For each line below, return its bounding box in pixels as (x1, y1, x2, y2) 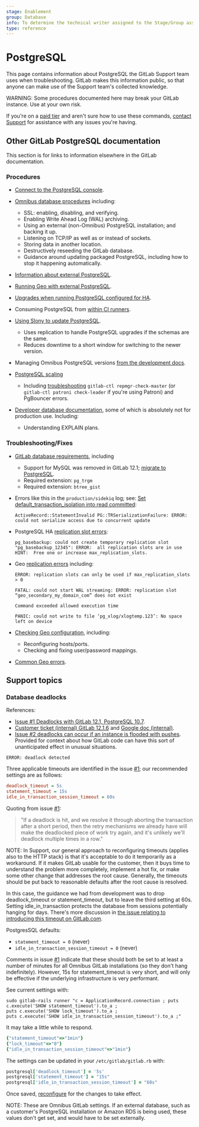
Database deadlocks (6, 693, 67, 701)
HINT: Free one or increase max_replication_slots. (14, 550, 148, 556)
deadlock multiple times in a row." (20, 835, 103, 842)
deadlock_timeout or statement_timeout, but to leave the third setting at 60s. (6, 896, 192, 903)
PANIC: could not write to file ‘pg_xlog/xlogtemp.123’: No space (14, 613, 182, 619)
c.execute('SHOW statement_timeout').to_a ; (6, 1003, 118, 1009)
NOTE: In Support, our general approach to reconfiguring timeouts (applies (6, 847, 189, 854)
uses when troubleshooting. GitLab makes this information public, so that (6, 77, 185, 84)
